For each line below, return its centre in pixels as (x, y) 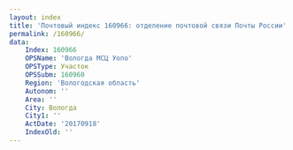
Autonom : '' (47, 91)
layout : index (35, 17)
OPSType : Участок (57, 67)
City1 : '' (43, 116)
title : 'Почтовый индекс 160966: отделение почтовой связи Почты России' (148, 26)
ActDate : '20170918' (63, 124)
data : (19, 42)
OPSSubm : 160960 (55, 75)
